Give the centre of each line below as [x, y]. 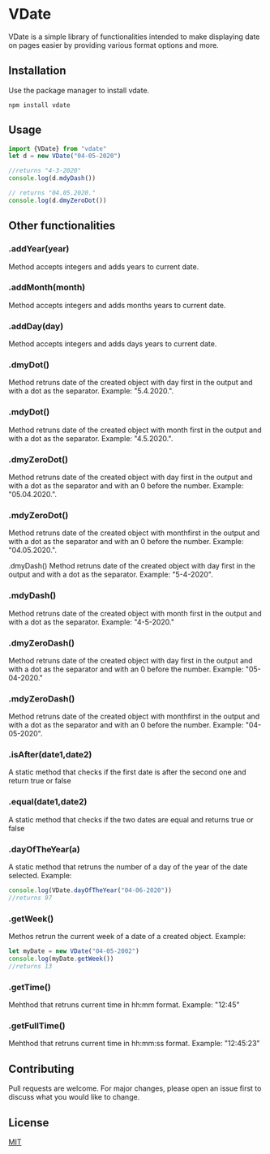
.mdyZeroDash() [42, 698]
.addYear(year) [39, 249]
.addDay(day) [36, 326]
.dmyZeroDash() [42, 643]
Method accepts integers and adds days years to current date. [113, 344]
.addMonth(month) [47, 287]
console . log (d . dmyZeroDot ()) [58, 200]
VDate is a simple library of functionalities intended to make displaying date [134, 36]
